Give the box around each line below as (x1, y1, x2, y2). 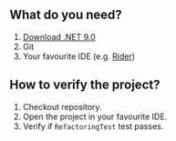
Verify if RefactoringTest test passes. (22, 120, 164, 131)
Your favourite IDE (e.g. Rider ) (22, 50, 135, 62)
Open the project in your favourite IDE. (22, 111, 168, 122)
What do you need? (9, 7, 123, 23)
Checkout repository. (22, 101, 102, 112)
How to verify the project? (9, 77, 160, 93)
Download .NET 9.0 (22, 31, 96, 42)
